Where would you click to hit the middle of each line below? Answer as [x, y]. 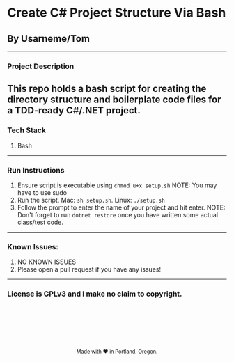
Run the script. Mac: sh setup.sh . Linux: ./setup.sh [91, 200]
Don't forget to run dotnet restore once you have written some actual [117, 214]
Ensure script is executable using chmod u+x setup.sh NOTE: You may [117, 185]
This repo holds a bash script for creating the [107, 89]
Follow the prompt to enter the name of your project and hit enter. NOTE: [121, 207]
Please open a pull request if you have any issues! [89, 269]
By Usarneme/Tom [49, 39]
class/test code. [40, 222]
